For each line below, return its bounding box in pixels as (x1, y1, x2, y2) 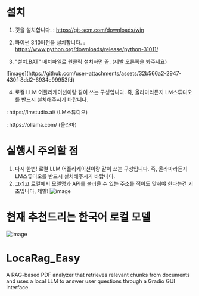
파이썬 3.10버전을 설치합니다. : (14, 39, 85, 46)
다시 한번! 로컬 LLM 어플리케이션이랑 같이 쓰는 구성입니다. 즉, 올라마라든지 (14, 165, 188, 172)
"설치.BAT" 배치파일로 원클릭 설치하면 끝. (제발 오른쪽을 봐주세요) (14, 58, 167, 65)
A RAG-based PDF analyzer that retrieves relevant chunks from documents (6, 271, 190, 278)
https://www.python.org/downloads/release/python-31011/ (14, 45, 159, 52)
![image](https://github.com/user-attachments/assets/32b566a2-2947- (6, 70, 182, 77)
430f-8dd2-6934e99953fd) (6, 76, 75, 83)
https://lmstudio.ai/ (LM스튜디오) (8, 108, 88, 116)
